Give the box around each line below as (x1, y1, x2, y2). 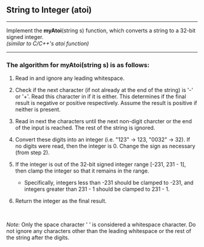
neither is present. (15, 106, 61, 113)
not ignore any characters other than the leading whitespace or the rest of (6, 227, 192, 235)
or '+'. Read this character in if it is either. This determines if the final (15, 93, 186, 100)
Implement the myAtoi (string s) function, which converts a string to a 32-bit (6, 27, 196, 34)
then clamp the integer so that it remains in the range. (15, 167, 150, 174)
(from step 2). (15, 149, 50, 156)
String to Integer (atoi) (6, 5, 92, 15)
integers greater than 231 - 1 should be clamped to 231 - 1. (24, 185, 170, 193)
